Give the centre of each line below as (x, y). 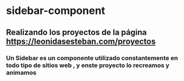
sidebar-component (56, 11)
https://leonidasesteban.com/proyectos (81, 41)
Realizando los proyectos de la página (77, 32)
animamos (21, 72)
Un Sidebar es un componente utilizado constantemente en (92, 58)
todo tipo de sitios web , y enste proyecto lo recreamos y (88, 65)
